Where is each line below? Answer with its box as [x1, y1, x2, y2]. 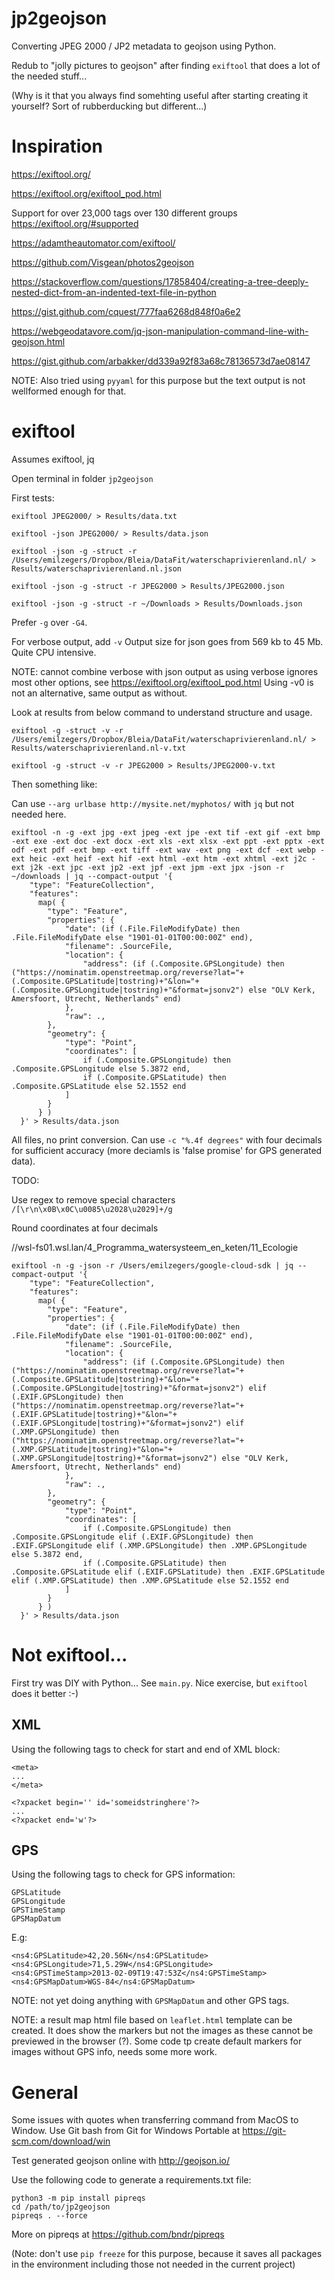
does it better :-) [11, 1687, 79, 1699]
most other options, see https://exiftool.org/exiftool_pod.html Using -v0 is [11, 676, 314, 688]
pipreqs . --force [11, 2211, 88, 2221]
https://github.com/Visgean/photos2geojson [11, 256, 195, 268]
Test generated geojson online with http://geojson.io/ [11, 2155, 231, 2167]
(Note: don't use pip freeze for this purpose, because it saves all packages [11, 2248, 323, 2260]
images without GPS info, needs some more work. [11, 2046, 218, 2058]
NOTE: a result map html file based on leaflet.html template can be [11, 2014, 293, 2026]
